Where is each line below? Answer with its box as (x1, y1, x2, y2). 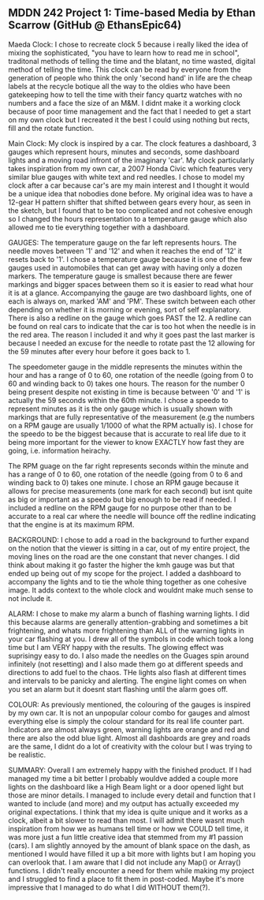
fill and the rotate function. (8, 123, 95, 133)
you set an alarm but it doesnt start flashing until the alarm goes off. (8, 684, 229, 693)
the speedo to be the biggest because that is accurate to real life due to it (8, 429, 247, 439)
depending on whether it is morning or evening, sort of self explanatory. (8, 304, 242, 314)
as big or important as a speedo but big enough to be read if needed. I (8, 495, 236, 504)
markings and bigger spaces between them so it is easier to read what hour (8, 279, 254, 289)
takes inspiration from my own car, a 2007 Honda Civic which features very (8, 163, 253, 173)
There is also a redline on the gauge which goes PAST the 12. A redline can (8, 313, 252, 323)
